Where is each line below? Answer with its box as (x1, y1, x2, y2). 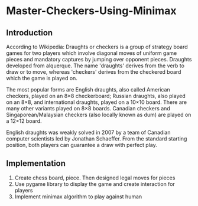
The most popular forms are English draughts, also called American (6, 86, 170, 93)
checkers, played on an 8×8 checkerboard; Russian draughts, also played (6, 93, 186, 99)
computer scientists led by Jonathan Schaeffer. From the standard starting (6, 135, 187, 142)
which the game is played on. (6, 75, 78, 81)
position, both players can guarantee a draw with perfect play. (6, 142, 158, 148)
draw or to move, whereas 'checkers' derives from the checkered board (6, 68, 181, 75)
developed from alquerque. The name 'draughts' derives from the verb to (6, 62, 185, 69)
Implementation (6, 158, 66, 169)
